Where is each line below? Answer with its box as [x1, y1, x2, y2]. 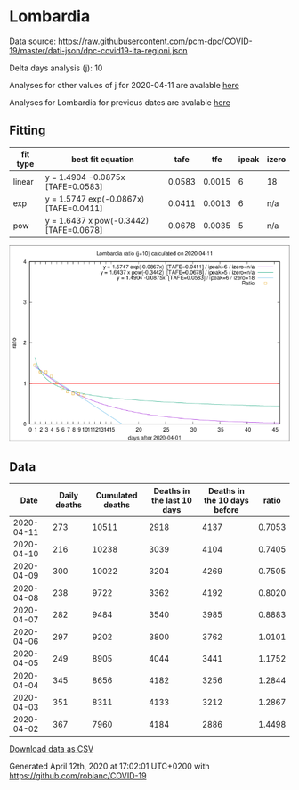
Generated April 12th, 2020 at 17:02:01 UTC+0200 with [9, 761, 211, 771]
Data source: [9, 36, 56, 46]
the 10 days [203, 495, 249, 506]
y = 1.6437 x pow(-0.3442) [44, 216, 149, 226]
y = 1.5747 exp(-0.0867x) [44, 193, 145, 204]
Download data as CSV [9, 743, 94, 754]
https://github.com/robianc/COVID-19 [9, 769, 147, 781]
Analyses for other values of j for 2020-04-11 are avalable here [9, 79, 240, 90]
